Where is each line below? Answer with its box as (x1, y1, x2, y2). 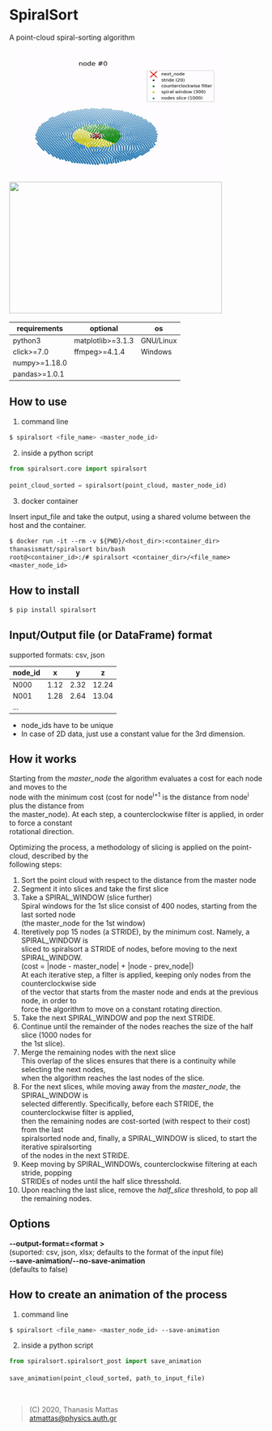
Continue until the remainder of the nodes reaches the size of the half (20, 1021, 253, 1031)
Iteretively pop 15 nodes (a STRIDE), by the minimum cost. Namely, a (20, 926, 250, 936)
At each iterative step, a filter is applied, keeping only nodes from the (20, 969, 252, 979)
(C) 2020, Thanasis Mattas (28, 1405, 118, 1415)
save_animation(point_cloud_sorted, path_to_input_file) (9, 1374, 206, 1382)
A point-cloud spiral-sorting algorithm (9, 32, 136, 42)
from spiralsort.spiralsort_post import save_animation (9, 1357, 202, 1365)
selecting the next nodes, (20, 1064, 106, 1074)
